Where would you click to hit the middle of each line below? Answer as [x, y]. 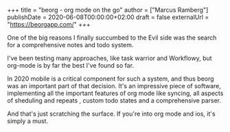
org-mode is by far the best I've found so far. [71, 65]
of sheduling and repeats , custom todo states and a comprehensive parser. [114, 101]
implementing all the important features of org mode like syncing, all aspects [115, 93]
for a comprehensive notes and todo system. [70, 45]
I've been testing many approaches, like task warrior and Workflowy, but [110, 58]
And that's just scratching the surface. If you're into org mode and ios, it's [111, 114]
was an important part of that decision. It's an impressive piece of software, [114, 86]
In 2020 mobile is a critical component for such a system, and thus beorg [111, 79]
